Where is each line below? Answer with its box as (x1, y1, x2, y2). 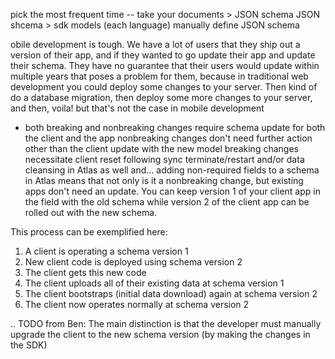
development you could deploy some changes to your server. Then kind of (10, 81, 318, 93)
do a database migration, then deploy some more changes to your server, (10, 92, 313, 103)
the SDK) (10, 339, 48, 351)
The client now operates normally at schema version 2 (24, 299, 250, 310)
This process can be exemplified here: (10, 226, 168, 238)
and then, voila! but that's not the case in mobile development (10, 102, 265, 114)
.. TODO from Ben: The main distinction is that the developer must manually (10, 318, 322, 329)
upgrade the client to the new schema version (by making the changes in (10, 329, 311, 340)
